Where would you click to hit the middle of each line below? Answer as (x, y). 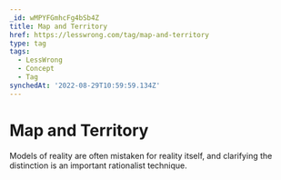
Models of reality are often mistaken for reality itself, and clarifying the (141, 155)
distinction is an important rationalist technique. (99, 165)
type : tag (28, 43)
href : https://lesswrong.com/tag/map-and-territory (109, 35)
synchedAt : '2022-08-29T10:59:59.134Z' (85, 85)
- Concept (36, 69)
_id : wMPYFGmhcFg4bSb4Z (55, 18)
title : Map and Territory (58, 26)
